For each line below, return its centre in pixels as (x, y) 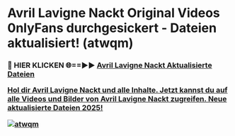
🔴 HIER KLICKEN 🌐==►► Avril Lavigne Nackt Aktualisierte (110, 65)
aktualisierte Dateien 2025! (55, 108)
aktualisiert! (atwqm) (70, 43)
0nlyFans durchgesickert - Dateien (112, 28)
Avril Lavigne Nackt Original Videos (114, 13)
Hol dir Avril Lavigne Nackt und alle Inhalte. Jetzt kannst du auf (117, 90)
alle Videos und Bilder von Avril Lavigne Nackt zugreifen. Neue (117, 99)
